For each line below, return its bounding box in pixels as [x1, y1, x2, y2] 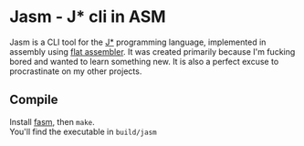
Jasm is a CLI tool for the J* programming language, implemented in [9, 36, 267, 47]
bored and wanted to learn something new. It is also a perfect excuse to [9, 56, 279, 67]
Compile [9, 92, 58, 108]
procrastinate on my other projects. [9, 66, 142, 77]
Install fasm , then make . [9, 116, 96, 127]
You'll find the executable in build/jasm [9, 126, 157, 137]
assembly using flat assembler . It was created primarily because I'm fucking [9, 46, 296, 57]
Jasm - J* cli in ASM [9, 6, 166, 27]
